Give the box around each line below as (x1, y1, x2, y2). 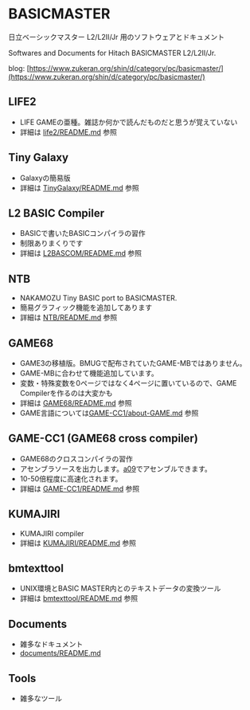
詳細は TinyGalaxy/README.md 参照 (19, 182, 139, 192)
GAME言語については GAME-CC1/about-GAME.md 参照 (19, 408, 199, 418)
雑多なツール (19, 694, 62, 704)
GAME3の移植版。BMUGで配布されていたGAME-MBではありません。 (19, 359, 247, 367)
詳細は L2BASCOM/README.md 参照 (19, 249, 142, 258)
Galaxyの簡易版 (19, 173, 71, 182)
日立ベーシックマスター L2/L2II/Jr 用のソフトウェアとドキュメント (8, 32, 225, 41)
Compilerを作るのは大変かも (19, 388, 113, 398)
